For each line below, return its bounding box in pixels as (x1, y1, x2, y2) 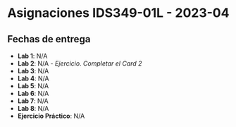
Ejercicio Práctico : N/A (17, 111, 85, 120)
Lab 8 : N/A (17, 104, 49, 112)
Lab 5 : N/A (17, 82, 49, 90)
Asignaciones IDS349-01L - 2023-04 (7, 5, 230, 21)
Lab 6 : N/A (17, 90, 49, 97)
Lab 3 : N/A (17, 67, 49, 75)
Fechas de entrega (7, 33, 91, 45)
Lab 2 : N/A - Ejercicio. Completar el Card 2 (17, 59, 142, 68)
